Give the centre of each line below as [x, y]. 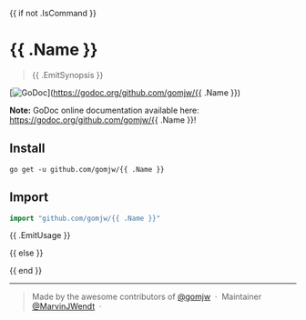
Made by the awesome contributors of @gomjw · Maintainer [147, 297]
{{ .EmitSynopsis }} [67, 75]
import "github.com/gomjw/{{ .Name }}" [85, 218]
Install [27, 149]
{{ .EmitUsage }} [40, 235]
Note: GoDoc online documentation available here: [105, 110]
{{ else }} [26, 253]
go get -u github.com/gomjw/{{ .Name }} [87, 169]
